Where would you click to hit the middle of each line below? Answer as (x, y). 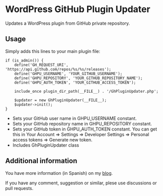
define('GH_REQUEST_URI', (42, 65)
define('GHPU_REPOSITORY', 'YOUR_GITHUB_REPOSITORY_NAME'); (78, 78)
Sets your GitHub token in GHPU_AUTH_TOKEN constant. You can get (85, 129)
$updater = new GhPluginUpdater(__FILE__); (61, 100)
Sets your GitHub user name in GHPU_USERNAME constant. (74, 118)
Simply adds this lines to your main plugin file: (53, 51)
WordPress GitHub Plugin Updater (78, 9)
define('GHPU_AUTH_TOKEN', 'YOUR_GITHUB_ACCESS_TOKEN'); (75, 82)
